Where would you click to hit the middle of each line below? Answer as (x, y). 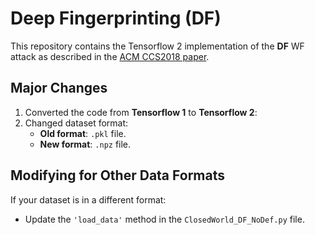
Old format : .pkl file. (83, 133)
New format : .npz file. (85, 144)
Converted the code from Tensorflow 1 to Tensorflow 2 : (141, 112)
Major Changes (59, 88)
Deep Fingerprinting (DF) (116, 18)
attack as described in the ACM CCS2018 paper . (110, 56)
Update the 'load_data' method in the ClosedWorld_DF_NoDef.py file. (164, 219)
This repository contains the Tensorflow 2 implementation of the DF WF (157, 46)
